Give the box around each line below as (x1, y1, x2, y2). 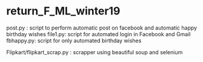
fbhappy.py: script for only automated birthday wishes (6, 37, 142, 44)
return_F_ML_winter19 (6, 4, 121, 18)
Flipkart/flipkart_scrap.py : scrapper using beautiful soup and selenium (6, 48, 183, 55)
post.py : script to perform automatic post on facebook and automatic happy (6, 24, 198, 31)
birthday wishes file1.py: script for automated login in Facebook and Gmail (6, 30, 191, 37)
